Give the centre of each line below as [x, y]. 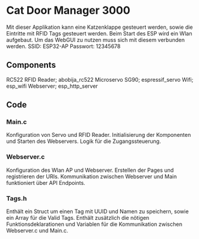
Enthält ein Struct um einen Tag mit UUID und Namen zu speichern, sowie [98, 211]
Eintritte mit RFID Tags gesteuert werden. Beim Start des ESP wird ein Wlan [99, 33]
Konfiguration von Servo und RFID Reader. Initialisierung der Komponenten [99, 135]
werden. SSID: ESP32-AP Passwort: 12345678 [63, 46]
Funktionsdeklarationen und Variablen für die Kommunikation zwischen [94, 224]
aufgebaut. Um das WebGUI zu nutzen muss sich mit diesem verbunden [96, 40]
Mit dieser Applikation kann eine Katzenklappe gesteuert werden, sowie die [100, 27]
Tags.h [17, 198]
